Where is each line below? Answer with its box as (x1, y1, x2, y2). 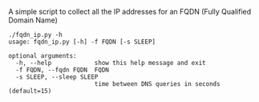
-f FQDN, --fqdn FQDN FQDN (15, 66, 110, 74)
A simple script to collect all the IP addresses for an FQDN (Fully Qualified (8, 7, 252, 16)
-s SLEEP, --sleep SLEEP (15, 73, 99, 81)
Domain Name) (8, 15, 59, 25)
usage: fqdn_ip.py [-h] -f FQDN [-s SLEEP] (8, 38, 156, 46)
